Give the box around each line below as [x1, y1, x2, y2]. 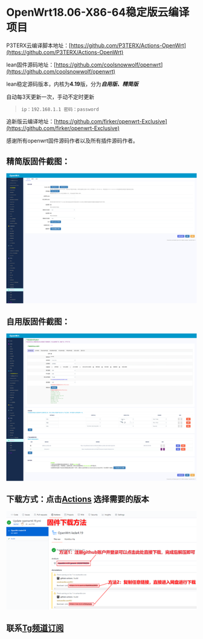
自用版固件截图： [6, 317, 70, 327]
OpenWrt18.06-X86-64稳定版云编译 [6, 5, 190, 19]
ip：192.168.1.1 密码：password [21, 106, 99, 112]
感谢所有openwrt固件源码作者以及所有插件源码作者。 [6, 137, 138, 144]
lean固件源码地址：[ [6, 61, 56, 68]
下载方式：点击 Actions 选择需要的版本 [6, 494, 149, 505]
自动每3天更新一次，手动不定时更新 [6, 93, 95, 100]
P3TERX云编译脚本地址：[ [6, 42, 71, 49]
